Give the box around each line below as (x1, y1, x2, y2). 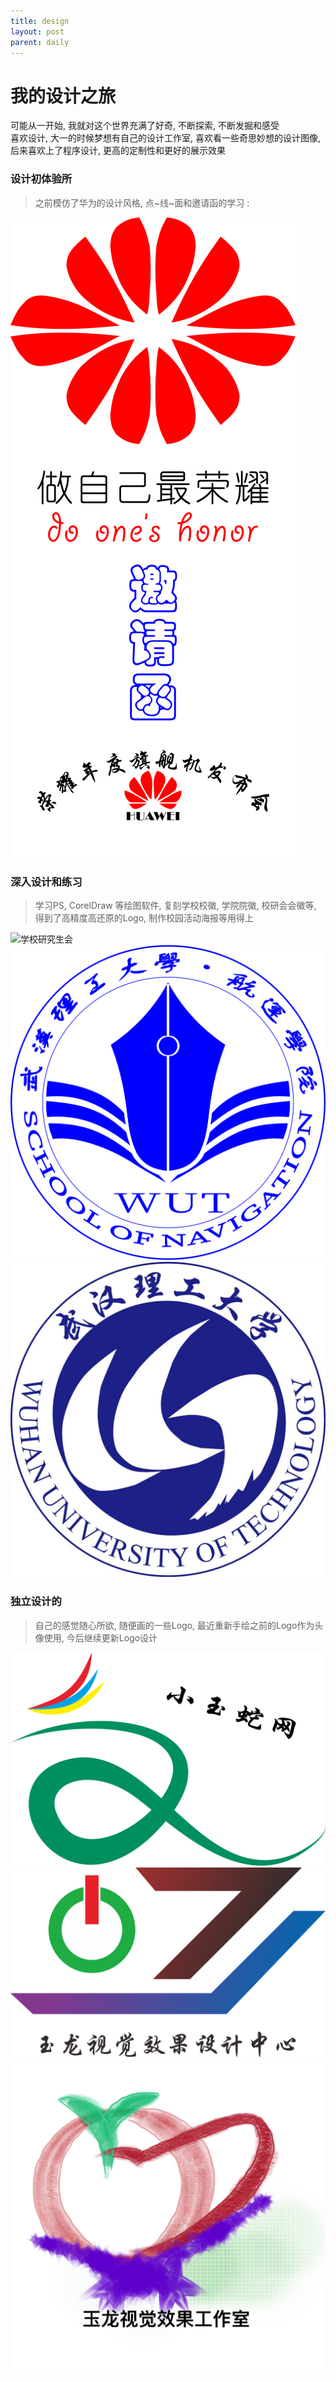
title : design (10, 16, 70, 26)
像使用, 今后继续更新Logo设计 (34, 1631, 158, 1644)
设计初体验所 (10, 172, 73, 186)
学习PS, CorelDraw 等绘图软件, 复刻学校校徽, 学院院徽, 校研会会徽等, (34, 899, 317, 911)
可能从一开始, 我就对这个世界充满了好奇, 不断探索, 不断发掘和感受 (10, 120, 280, 132)
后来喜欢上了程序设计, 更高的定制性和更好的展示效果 (10, 145, 226, 157)
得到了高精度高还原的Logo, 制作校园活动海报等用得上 (34, 911, 255, 924)
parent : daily (10, 37, 70, 47)
